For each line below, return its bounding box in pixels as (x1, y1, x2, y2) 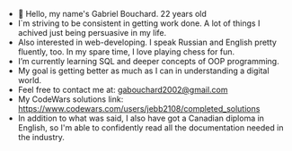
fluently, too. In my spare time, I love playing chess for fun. (17, 46, 235, 57)
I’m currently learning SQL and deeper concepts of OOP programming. (17, 56, 280, 66)
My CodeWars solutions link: (17, 94, 124, 105)
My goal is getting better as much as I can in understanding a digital (17, 65, 270, 76)
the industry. (17, 132, 66, 142)
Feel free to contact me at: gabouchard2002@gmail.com (17, 85, 228, 95)
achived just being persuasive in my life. (17, 28, 167, 38)
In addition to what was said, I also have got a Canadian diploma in (17, 113, 265, 123)
